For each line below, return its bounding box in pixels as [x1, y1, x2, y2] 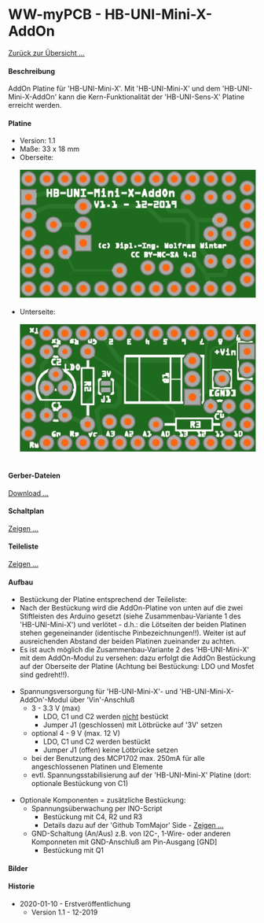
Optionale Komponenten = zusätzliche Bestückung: [19, 796, 186, 805]
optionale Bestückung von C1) [31, 779, 129, 788]
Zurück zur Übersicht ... [8, 48, 85, 57]
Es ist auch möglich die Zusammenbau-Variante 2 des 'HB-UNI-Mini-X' [19, 645, 250, 655]
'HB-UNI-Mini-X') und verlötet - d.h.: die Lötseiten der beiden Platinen [19, 620, 247, 629]
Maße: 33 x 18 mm [19, 144, 80, 154]
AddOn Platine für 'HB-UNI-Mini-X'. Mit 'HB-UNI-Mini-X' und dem [8, 84, 221, 94]
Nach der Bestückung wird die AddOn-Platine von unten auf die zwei [19, 604, 244, 613]
